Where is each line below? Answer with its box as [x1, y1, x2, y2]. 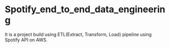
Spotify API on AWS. [5, 37, 48, 43]
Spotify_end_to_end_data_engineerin [5, 4, 165, 15]
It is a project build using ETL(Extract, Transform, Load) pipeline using [5, 31, 152, 37]
